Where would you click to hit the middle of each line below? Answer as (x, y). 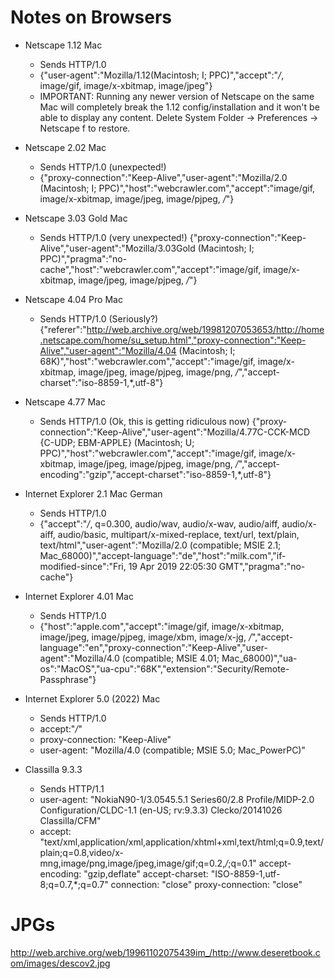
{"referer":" (63, 329)
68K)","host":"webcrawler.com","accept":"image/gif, (147, 361)
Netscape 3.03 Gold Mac (76, 218)
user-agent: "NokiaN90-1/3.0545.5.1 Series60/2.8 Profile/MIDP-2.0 (177, 799)
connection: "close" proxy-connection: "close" (206, 884)
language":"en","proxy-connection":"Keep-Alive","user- (153, 647)
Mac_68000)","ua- (259, 658)
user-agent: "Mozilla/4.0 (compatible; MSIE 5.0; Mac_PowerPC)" (172, 750)
